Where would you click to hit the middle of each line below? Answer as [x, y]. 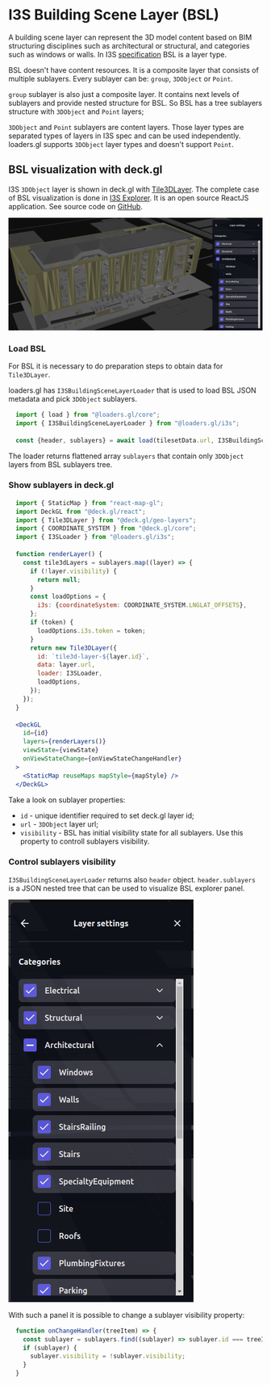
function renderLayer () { [59, 554]
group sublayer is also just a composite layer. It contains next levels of [124, 94]
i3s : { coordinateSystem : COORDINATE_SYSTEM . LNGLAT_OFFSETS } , [142, 605]
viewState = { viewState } [61, 750]
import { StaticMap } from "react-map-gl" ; [90, 503]
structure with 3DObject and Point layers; [76, 112]
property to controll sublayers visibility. [85, 841]
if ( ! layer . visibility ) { [73, 571]
